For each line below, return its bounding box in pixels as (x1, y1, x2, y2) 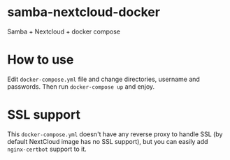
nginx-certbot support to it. (7, 145, 87, 153)
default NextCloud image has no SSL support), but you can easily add (7, 137, 208, 145)
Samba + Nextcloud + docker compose (7, 27, 121, 36)
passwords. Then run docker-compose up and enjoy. (7, 82, 155, 91)
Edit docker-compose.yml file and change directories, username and (7, 75, 201, 83)
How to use (7, 52, 74, 68)
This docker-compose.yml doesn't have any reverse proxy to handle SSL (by (7, 130, 223, 138)
